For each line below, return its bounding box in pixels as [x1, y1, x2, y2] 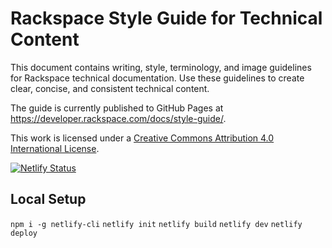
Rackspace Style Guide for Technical [10, 7, 323, 30]
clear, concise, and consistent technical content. [10, 82, 210, 94]
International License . [10, 142, 100, 154]
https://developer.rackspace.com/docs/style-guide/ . [10, 112, 227, 124]
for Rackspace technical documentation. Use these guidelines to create [10, 72, 305, 84]
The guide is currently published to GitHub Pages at [10, 102, 224, 114]
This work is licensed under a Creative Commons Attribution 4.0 [10, 132, 275, 144]
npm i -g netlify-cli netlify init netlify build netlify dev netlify [10, 219, 303, 229]
